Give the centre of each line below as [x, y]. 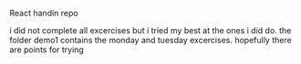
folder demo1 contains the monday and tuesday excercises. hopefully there [150, 40]
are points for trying [47, 50]
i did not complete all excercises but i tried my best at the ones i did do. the [150, 30]
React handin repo [44, 13]
